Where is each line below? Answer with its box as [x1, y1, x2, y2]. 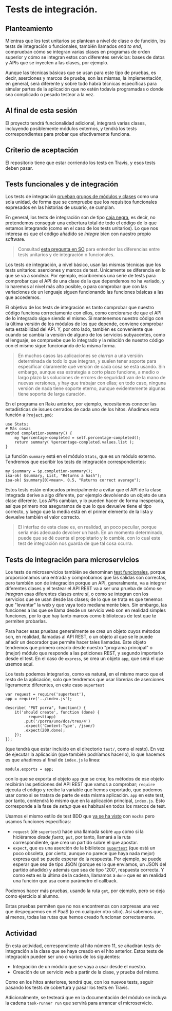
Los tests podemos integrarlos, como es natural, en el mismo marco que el [5, 671, 163, 677]
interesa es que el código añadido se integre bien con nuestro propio [5, 230, 151, 237]
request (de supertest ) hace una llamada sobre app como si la [12, 828, 144, 835]
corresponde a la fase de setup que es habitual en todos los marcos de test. [5, 803, 166, 809]
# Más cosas [5, 426, 31, 432]
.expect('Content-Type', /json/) [24, 723, 95, 729]
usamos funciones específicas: [5, 819, 71, 825]
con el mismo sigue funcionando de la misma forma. [5, 343, 117, 349]
